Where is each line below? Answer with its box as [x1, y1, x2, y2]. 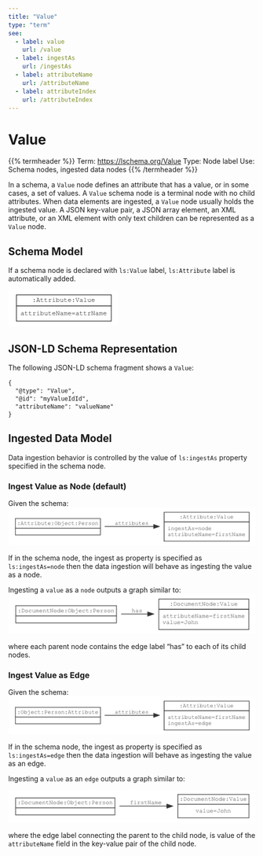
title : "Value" [8, 13, 58, 20]
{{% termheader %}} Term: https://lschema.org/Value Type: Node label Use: [8, 157, 255, 166]
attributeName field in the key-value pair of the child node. [8, 839, 197, 849]
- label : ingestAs [15, 54, 76, 62]
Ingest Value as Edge [8, 670, 90, 681]
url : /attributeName [22, 79, 89, 87]
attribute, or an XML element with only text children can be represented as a [8, 213, 255, 223]
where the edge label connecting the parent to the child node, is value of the [8, 831, 256, 840]
